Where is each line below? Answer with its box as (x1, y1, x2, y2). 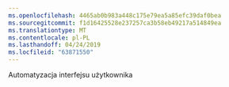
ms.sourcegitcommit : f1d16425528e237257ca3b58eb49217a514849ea (8, 19, 222, 27)
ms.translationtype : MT (8, 26, 87, 34)
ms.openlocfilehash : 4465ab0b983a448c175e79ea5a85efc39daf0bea (8, 11, 222, 20)
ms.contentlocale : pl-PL (8, 33, 90, 42)
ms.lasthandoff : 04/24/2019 (8, 41, 101, 49)
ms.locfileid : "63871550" (8, 48, 94, 56)
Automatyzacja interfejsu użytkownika (8, 70, 133, 79)
